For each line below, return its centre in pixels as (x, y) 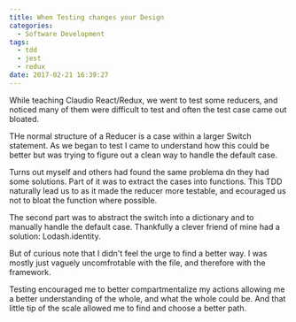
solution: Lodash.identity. (55, 236)
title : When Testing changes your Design (87, 17)
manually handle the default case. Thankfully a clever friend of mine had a (145, 226)
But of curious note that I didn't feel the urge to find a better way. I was (138, 253)
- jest (29, 58)
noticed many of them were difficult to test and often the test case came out (148, 109)
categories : (31, 26)
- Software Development (61, 34)
